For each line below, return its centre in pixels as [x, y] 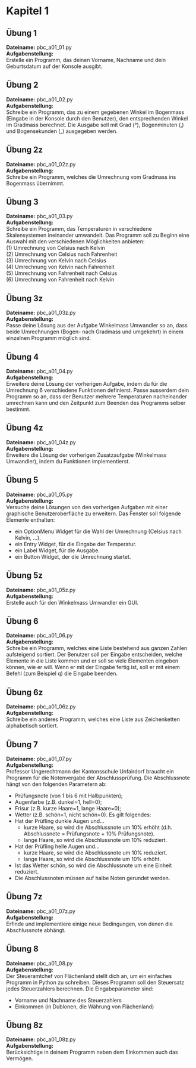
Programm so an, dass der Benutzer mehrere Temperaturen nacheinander [97, 397]
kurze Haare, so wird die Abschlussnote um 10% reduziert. [95, 852]
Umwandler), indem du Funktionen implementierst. [68, 461]
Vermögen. [20, 1058]
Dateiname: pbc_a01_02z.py [41, 164]
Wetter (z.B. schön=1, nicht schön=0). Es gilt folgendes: [83, 815]
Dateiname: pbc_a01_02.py [39, 99]
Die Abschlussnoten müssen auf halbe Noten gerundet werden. [92, 878]
